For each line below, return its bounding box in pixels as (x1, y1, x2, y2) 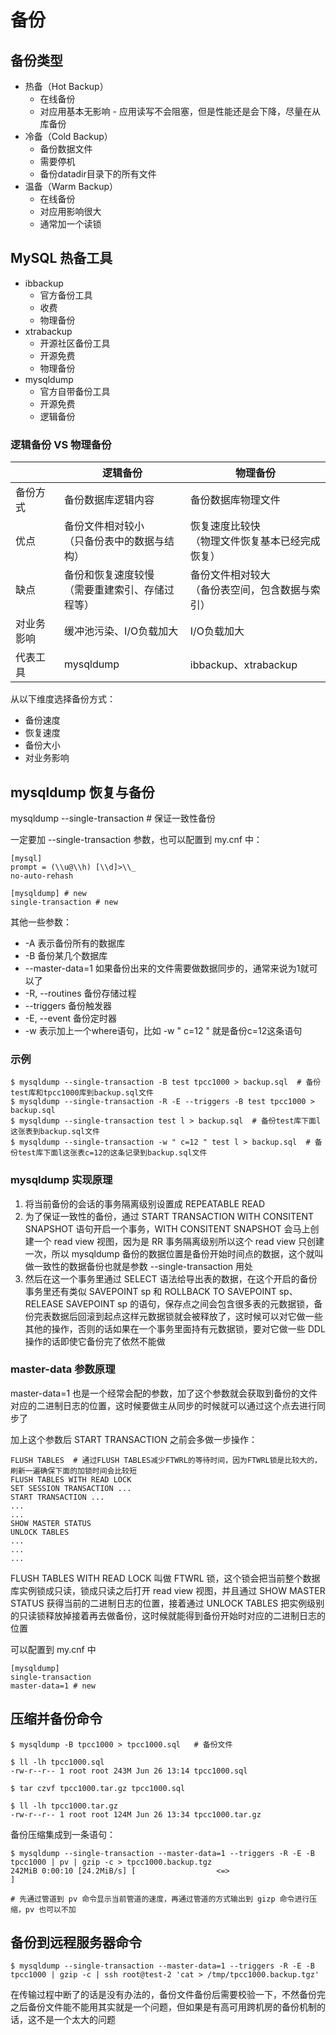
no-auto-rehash (10, 871, 74, 881)
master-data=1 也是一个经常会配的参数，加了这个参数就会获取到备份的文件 (10, 1387, 318, 1399)
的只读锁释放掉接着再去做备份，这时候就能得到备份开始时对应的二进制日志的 (10, 1609, 326, 1621)
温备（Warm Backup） (24, 181, 118, 192)
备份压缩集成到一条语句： (10, 1828, 116, 1840)
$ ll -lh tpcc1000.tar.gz (10, 1801, 118, 1811)
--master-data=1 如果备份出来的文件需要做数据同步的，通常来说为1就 (24, 962, 310, 974)
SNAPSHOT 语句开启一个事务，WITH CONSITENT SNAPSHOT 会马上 (24, 1222, 311, 1235)
